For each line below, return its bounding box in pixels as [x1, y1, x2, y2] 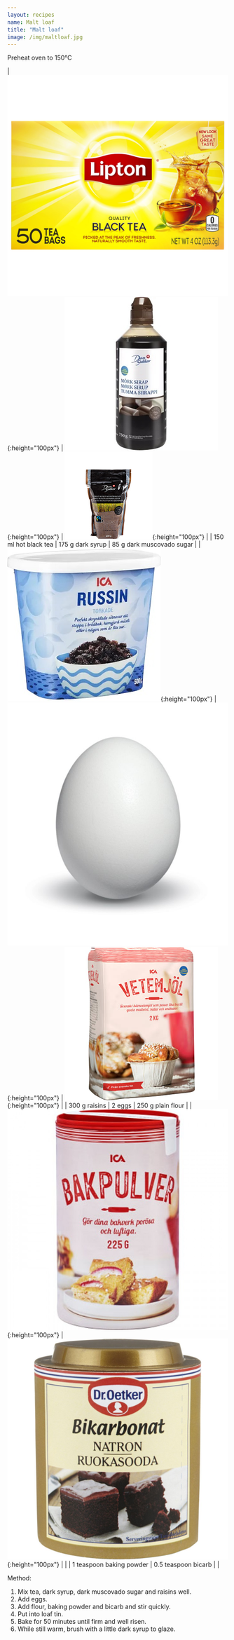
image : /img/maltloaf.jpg [7, 34, 83, 41]
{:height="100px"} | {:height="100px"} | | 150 [7, 533, 224, 541]
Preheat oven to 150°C [7, 53, 72, 62]
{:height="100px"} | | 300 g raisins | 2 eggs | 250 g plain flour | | [7, 1101, 193, 1109]
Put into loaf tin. [17, 1609, 64, 1618]
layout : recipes [7, 11, 55, 18]
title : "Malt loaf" [7, 26, 64, 33]
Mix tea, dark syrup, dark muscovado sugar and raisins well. [17, 1587, 192, 1596]
